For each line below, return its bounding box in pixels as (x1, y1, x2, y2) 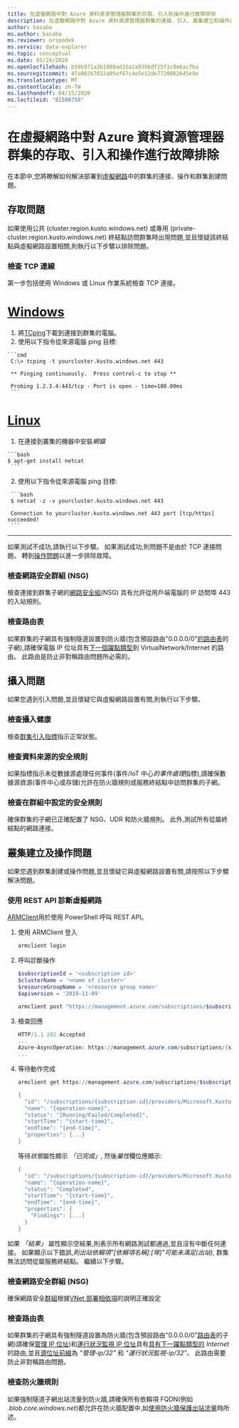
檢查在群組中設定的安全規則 (7, 798, 102, 808)
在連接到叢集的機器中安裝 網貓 (17, 437, 105, 445)
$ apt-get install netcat (7, 457, 84, 465)
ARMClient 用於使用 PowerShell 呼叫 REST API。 (7, 913, 148, 921)
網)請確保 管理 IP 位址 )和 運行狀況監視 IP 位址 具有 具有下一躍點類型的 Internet (7, 1340, 230, 1348)
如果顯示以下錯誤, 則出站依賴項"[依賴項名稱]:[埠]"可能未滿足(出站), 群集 (21, 1248, 229, 1257)
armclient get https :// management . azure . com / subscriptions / (17, 1079, 200, 1086)
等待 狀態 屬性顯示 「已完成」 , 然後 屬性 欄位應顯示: (17, 1151, 162, 1160)
